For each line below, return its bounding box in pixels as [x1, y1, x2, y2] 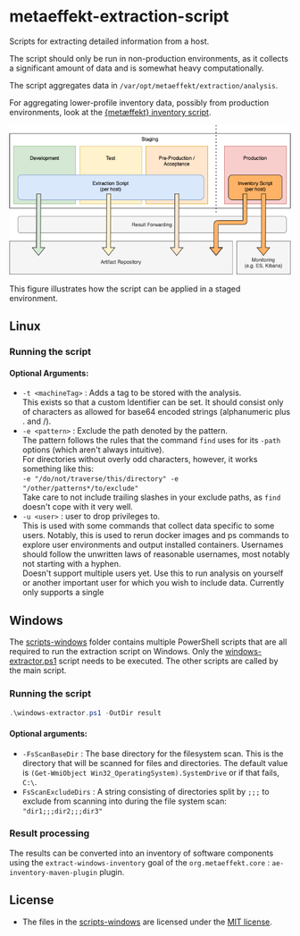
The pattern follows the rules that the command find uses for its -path [21, 435, 281, 446]
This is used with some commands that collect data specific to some [21, 520, 275, 531]
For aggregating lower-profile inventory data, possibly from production [9, 97, 270, 108]
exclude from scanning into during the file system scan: [21, 796, 228, 806]
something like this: [21, 463, 94, 475]
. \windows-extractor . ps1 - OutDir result [9, 709, 162, 718]
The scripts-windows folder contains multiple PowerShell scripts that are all [9, 637, 287, 647]
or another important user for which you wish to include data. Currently [21, 578, 285, 588]
